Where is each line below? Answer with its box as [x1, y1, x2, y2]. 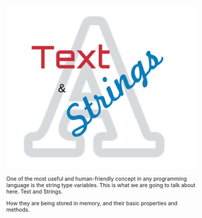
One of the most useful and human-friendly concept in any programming [6, 175, 187, 182]
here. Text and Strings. [6, 188, 63, 195]
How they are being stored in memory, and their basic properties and [6, 200, 178, 207]
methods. [6, 206, 30, 213]
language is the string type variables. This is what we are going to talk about [6, 182, 196, 189]
